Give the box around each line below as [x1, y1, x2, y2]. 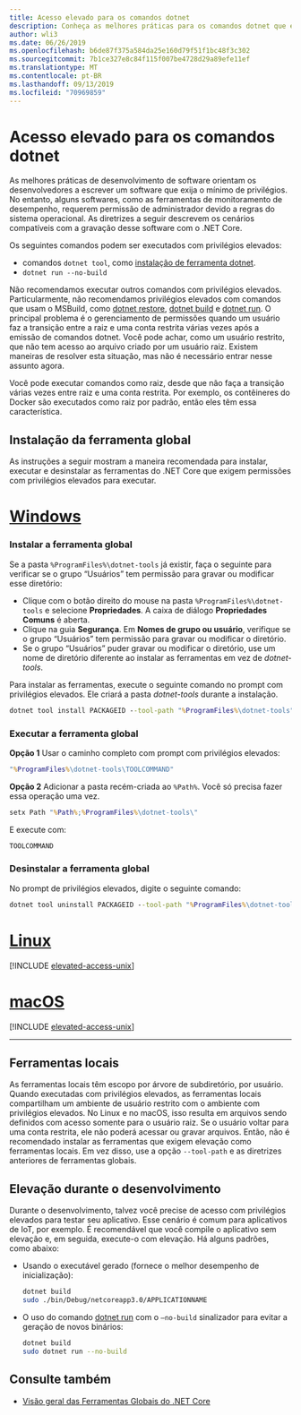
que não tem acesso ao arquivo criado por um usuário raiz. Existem [9, 341, 258, 352]
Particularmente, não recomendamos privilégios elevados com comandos [9, 294, 281, 304]
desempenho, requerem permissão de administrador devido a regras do [9, 203, 275, 215]
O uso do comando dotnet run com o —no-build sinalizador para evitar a [21, 1311, 288, 1322]
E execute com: [9, 824, 67, 835]
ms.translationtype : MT [9, 64, 99, 73]
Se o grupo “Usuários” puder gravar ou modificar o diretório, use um [21, 642, 276, 654]
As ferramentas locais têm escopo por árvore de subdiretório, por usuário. [9, 1079, 284, 1090]
